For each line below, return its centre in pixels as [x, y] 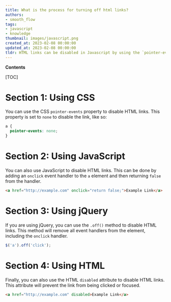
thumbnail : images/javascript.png [42, 39]
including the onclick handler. [37, 236]
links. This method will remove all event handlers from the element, [76, 230]
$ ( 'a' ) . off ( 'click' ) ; [28, 245]
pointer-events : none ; [34, 131]
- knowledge [18, 34]
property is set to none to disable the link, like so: [56, 117]
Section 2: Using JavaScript [65, 156]
